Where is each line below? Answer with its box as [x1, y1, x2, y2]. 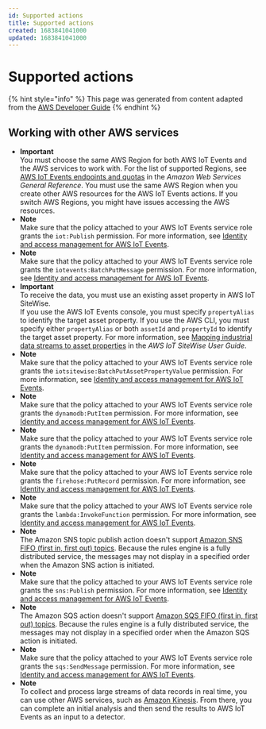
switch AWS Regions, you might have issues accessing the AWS [19, 198, 230, 206]
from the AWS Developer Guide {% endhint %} [8, 102, 161, 112]
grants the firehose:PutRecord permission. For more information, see [19, 476, 246, 485]
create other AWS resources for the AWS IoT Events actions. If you [19, 189, 238, 199]
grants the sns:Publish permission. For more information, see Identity [19, 585, 248, 595]
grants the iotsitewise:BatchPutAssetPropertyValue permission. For [19, 366, 244, 376]
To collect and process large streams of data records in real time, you [19, 687, 248, 696]
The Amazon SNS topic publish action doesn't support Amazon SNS [19, 535, 243, 544]
